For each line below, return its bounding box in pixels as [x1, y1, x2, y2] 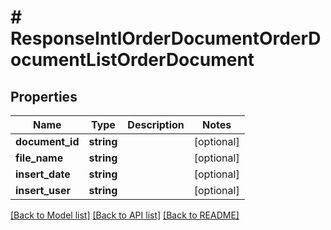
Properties [10, 88, 78, 105]
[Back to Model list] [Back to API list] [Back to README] [10, 209, 240, 221]
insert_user [15, 184, 72, 197]
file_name [15, 151, 64, 165]
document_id [15, 135, 80, 148]
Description [127, 118, 185, 131]
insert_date [15, 167, 71, 181]
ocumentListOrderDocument [10, 49, 255, 71]
